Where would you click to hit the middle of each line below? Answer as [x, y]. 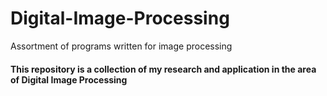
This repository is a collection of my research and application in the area [163, 69]
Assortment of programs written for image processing [121, 46]
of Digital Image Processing [69, 79]
